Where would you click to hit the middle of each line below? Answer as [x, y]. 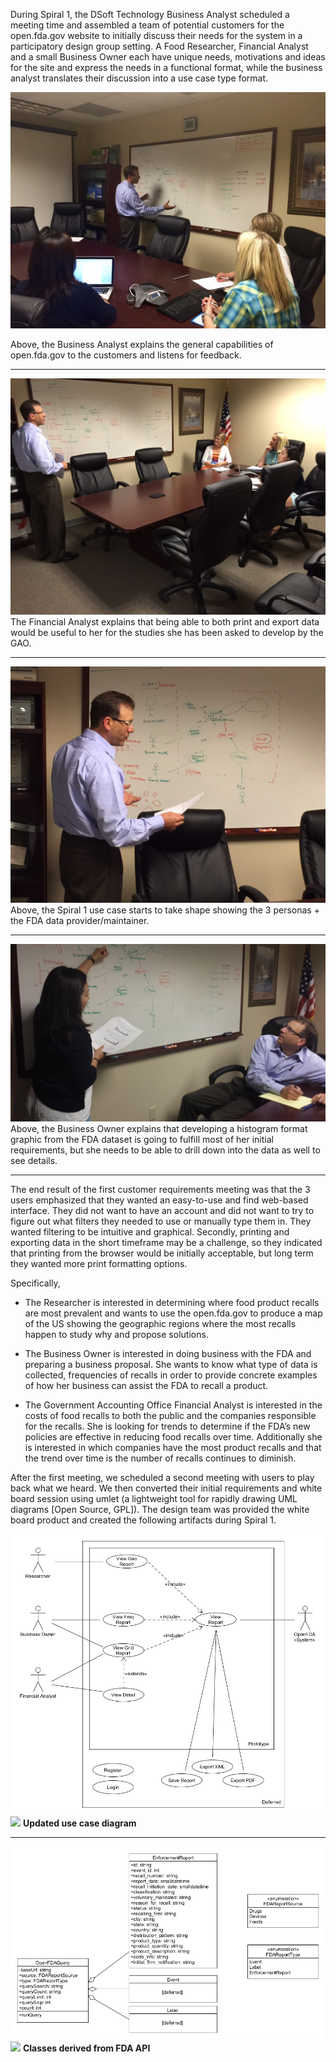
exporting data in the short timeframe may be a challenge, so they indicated [166, 1242]
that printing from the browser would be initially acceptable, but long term [162, 1253]
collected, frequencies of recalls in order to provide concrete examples [171, 1375]
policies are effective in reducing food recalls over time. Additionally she [173, 1436]
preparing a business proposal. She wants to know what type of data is [171, 1364]
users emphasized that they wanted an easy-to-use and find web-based [159, 1200]
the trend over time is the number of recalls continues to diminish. [160, 1458]
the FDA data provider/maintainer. [80, 920]
